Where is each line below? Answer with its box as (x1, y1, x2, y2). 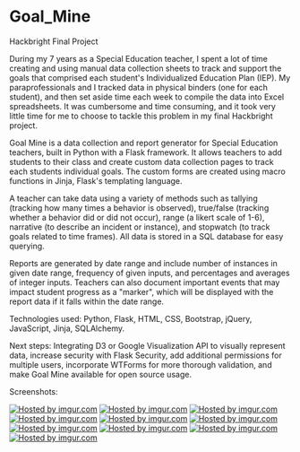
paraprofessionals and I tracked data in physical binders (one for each (9, 82, 269, 92)
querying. (9, 240, 45, 251)
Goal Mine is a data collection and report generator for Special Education (9, 137, 279, 148)
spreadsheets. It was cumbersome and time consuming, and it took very (9, 100, 276, 111)
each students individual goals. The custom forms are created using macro (9, 166, 287, 177)
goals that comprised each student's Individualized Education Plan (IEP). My (9, 72, 291, 83)
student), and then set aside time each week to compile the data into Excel (9, 91, 285, 102)
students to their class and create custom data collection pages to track (9, 156, 275, 167)
